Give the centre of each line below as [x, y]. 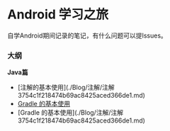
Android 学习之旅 [58, 15]
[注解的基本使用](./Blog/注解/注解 [66, 87]
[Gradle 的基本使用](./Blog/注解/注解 [70, 113]
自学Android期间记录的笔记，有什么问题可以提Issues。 [87, 35]
